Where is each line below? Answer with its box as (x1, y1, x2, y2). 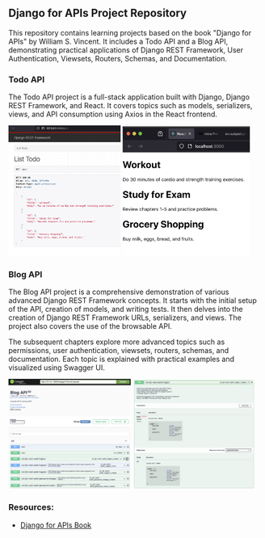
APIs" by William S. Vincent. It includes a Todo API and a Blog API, (8, 36, 229, 46)
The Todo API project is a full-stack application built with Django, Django (8, 92, 250, 102)
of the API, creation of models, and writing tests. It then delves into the (8, 305, 244, 314)
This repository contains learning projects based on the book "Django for (8, 27, 252, 37)
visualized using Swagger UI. (8, 363, 105, 372)
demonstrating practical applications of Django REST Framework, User (8, 44, 244, 55)
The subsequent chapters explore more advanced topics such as (8, 337, 225, 347)
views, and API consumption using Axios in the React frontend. (8, 109, 218, 120)
